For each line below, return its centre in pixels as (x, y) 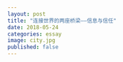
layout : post (27, 14)
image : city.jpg (31, 41)
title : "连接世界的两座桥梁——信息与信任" (62, 21)
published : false (33, 47)
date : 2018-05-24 (33, 27)
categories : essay (34, 34)
